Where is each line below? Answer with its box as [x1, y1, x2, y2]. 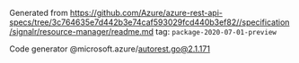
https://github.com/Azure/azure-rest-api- [70, 8, 223, 18]
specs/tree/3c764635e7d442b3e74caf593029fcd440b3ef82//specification [9, 17, 290, 28]
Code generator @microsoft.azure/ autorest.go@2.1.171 [9, 43, 211, 54]
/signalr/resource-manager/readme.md [9, 27, 154, 36]
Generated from [9, 8, 69, 18]
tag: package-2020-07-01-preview [155, 27, 277, 36]
